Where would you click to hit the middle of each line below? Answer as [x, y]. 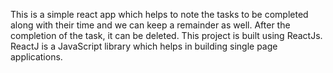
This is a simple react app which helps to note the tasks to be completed [159, 14]
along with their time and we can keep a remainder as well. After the [150, 25]
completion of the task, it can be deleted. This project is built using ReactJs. [166, 35]
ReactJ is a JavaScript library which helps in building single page [144, 46]
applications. [36, 57]
